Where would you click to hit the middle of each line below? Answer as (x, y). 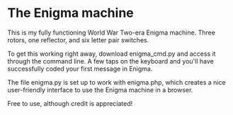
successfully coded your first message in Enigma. (80, 68)
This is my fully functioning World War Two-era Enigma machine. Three (112, 32)
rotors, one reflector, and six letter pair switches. (78, 40)
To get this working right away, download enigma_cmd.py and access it (112, 54)
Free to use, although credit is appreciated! (70, 103)
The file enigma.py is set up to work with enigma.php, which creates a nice (116, 82)
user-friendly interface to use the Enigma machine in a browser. (100, 90)
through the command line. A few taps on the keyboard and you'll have (110, 61)
